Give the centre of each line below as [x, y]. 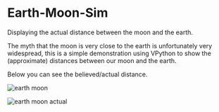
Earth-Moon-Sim [58, 13]
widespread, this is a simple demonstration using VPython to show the [109, 53]
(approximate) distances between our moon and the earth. [92, 60]
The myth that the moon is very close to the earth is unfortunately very [110, 45]
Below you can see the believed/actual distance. [77, 74]
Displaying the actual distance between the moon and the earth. [100, 32]
